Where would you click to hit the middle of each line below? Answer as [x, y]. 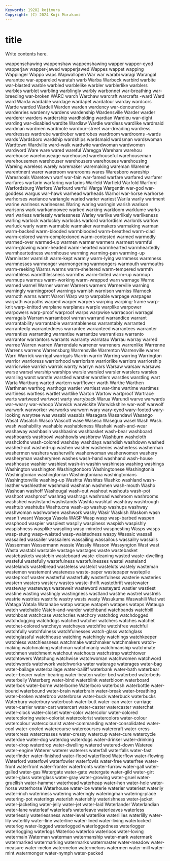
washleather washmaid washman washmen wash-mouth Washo [88, 485]
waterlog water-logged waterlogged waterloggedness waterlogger [75, 826]
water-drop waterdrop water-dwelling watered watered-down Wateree [79, 745]
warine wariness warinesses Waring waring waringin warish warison [77, 205]
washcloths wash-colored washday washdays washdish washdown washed [85, 442]
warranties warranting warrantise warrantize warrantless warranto [75, 334]
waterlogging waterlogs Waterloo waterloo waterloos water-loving [74, 831]
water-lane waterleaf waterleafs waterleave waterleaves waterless [75, 810]
